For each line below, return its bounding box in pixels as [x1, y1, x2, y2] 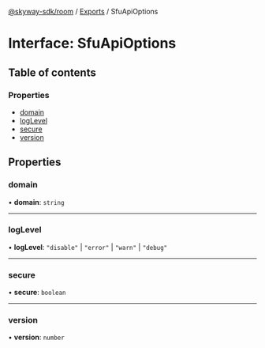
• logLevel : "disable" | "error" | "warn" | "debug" [8, 242, 168, 252]
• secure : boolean [8, 288, 66, 297]
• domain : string [8, 197, 65, 206]
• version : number [8, 332, 65, 342]
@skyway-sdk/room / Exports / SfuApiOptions [8, 7, 159, 16]
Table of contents [8, 66, 96, 79]
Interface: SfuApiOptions [8, 35, 177, 52]
